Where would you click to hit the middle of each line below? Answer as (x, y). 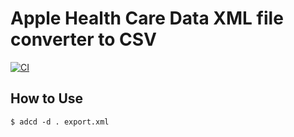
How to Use (47, 98)
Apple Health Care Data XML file (147, 18)
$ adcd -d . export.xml (60, 122)
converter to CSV (83, 39)
